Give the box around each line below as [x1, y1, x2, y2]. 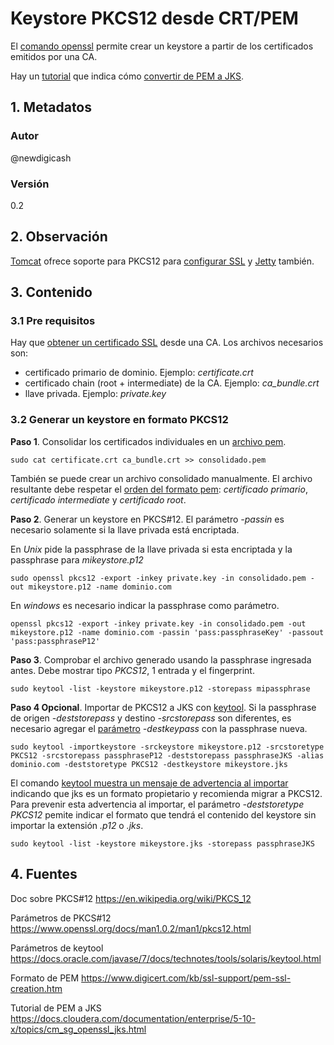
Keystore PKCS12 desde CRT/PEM [10, 7, 299, 30]
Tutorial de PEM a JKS [10, 1002, 102, 1014]
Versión [10, 177, 50, 191]
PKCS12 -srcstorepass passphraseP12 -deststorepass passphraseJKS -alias [10, 750, 325, 761]
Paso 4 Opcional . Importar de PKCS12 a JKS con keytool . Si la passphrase [10, 701, 317, 713]
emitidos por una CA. [10, 50, 98, 62]
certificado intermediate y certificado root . [10, 493, 187, 506]
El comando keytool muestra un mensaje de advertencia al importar [10, 777, 289, 789]
